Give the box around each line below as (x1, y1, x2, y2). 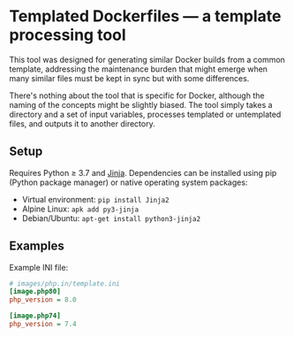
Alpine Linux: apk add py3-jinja (21, 203, 139, 214)
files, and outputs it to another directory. (9, 118, 156, 129)
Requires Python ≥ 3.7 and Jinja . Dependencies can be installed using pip (9, 167, 277, 178)
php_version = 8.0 (9, 295, 77, 304)
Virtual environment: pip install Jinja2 (21, 194, 170, 204)
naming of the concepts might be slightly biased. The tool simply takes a (9, 99, 273, 110)
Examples (9, 239, 64, 254)
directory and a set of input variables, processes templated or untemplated (9, 109, 282, 119)
